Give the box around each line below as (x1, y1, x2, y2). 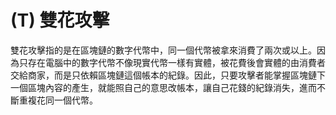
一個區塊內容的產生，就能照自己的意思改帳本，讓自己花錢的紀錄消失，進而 (10, 81, 317, 93)
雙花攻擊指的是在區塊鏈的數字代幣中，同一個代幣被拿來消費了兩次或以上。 (10, 44, 317, 56)
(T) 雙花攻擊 (10, 9, 110, 32)
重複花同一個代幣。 (18, 94, 98, 106)
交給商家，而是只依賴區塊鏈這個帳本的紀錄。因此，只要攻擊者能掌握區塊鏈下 (10, 69, 326, 81)
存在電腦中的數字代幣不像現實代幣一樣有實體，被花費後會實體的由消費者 (27, 56, 326, 68)
